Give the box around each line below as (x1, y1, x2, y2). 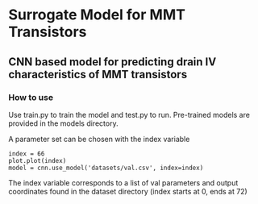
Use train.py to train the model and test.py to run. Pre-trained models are (8, 110, 250, 119)
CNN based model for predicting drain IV (8, 55, 217, 69)
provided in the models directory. (8, 119, 119, 128)
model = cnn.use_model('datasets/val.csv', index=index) (8, 164, 204, 172)
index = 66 (8, 149, 45, 158)
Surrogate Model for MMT (8, 6, 185, 24)
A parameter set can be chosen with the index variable (8, 134, 190, 144)
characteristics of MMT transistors (8, 67, 188, 81)
